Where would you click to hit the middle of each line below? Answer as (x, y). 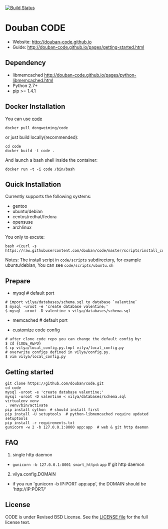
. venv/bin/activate (27, 405)
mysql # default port (33, 293)
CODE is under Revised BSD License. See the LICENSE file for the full (77, 517)
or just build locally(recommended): (42, 137)
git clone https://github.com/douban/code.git (54, 383)
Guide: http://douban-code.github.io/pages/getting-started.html (78, 47)
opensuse (23, 222)
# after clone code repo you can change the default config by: (73, 339)
